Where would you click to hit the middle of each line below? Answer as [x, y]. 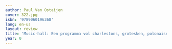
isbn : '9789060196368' [29, 19]
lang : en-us [18, 24]
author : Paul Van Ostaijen [34, 10]
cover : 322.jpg [21, 15]
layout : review [21, 29]
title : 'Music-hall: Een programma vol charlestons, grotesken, [75, 34]
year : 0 [14, 39]
